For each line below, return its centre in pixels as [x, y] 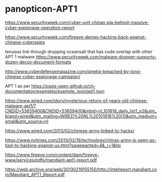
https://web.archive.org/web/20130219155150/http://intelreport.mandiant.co [81, 169]
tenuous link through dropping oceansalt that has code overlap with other [79, 52]
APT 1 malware [20, 56]
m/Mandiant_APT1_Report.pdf [35, 174]
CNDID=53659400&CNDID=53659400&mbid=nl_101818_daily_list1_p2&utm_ [81, 111]
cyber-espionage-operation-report [40, 27]
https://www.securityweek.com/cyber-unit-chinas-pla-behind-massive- [77, 22]
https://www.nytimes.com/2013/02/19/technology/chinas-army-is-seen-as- [81, 140]
